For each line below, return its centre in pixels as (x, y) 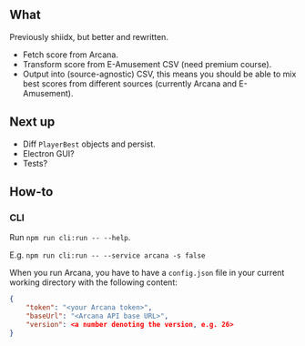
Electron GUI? (48, 153)
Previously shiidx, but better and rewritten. (89, 36)
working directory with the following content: (93, 282)
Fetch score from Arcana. (70, 55)
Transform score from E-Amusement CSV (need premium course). (147, 64)
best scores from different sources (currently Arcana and (130, 83)
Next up (32, 122)
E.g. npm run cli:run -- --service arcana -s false (108, 255)
